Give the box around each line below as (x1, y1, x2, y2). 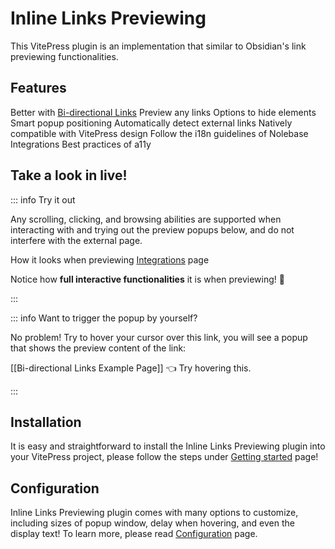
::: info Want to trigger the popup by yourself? (10, 312, 198, 324)
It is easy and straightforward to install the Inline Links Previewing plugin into (10, 440, 326, 452)
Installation (10, 413, 82, 431)
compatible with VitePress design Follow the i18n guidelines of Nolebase (10, 127, 309, 139)
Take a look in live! (10, 167, 128, 184)
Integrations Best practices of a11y (10, 138, 152, 150)
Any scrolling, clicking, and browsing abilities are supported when (10, 213, 282, 225)
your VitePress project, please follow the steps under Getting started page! (10, 451, 319, 463)
